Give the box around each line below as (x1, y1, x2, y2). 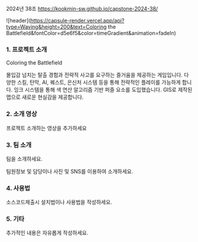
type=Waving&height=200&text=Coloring (6, 23, 107, 30)
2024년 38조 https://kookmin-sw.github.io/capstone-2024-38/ (6, 5, 158, 12)
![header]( (6, 17, 31, 24)
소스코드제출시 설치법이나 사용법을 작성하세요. (6, 199, 112, 206)
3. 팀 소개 (6, 141, 32, 149)
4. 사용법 (6, 184, 31, 192)
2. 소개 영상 (6, 110, 37, 118)
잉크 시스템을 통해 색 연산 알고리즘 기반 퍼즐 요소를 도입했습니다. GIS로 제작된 (14, 86, 193, 93)
